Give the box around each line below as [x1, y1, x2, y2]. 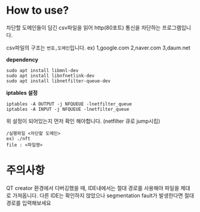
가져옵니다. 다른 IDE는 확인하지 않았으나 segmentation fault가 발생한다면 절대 [12, 192, 195, 199]
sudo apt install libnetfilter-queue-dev [6, 78, 111, 84]
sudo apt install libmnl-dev [6, 67, 79, 73]
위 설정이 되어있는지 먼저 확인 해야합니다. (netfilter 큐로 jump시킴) [6, 117, 161, 124]
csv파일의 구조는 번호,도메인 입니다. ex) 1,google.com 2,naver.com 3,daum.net [6, 44, 190, 51]
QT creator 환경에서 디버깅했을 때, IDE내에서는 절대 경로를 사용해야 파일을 [6, 184, 180, 191]
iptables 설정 [6, 89, 38, 96]
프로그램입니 [162, 24, 191, 31]
